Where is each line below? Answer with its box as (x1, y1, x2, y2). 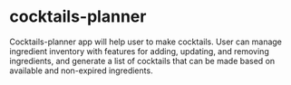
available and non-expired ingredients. (9, 65, 153, 76)
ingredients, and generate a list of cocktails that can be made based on (9, 55, 276, 66)
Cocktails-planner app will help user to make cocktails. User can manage (9, 36, 283, 47)
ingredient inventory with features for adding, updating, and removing (9, 45, 269, 56)
